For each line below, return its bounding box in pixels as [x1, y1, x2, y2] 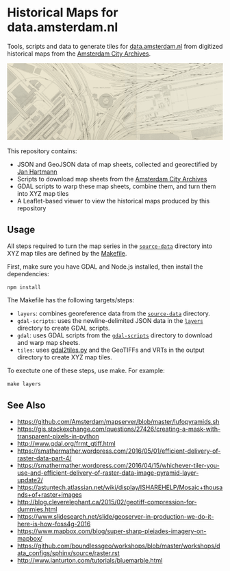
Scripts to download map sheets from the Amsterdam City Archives [16, 175, 207, 183]
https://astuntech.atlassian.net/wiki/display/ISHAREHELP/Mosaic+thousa [16, 483, 223, 492]
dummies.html [16, 505, 57, 513]
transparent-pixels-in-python [16, 432, 99, 440]
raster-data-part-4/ [16, 454, 72, 462]
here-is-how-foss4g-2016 [16, 520, 91, 528]
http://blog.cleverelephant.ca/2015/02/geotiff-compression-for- [16, 498, 197, 506]
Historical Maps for [7, 5, 118, 21]
